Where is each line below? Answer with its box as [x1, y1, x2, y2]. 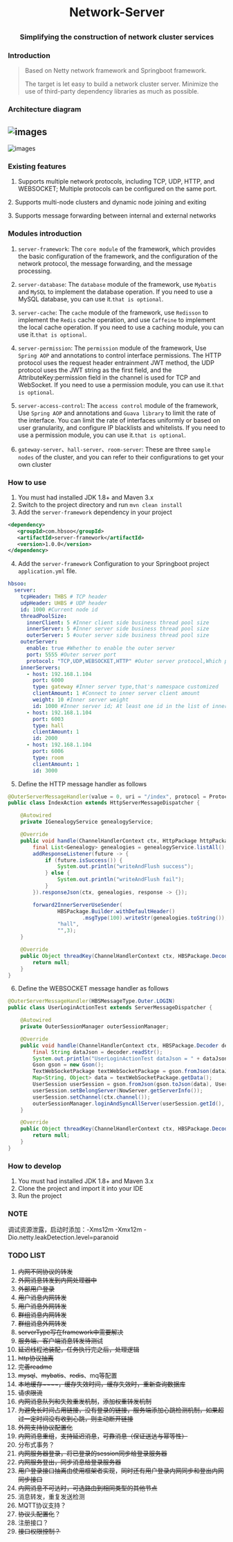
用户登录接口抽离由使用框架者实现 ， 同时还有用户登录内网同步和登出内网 [17, 1466, 224, 1475]
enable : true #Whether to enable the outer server [26, 645, 176, 652]
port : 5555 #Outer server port [26, 651, 117, 658]
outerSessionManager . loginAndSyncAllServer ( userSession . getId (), [32, 1100, 225, 1107]
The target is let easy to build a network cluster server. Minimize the [24, 80, 218, 88]
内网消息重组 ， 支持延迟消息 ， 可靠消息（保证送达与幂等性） [17, 1432, 188, 1440]
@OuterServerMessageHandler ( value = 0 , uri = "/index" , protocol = [8, 793, 207, 800]
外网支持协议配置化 [17, 1423, 73, 1431]
